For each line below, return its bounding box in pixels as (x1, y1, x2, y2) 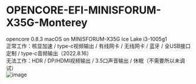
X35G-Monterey (6, 16, 88, 29)
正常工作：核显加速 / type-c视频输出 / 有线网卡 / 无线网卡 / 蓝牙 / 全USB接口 (6, 42, 191, 49)
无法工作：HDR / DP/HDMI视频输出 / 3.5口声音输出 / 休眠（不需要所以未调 (6, 57, 185, 64)
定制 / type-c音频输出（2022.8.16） (6, 49, 92, 56)
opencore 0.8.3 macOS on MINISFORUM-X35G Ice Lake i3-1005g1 (6, 35, 167, 42)
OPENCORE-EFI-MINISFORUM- (6, 4, 161, 17)
